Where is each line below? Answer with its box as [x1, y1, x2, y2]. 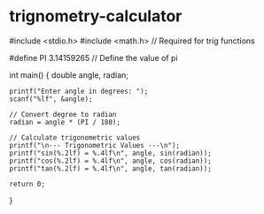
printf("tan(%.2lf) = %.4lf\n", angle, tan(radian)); [9, 164, 213, 173]
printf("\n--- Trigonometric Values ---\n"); [9, 141, 180, 149]
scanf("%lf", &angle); [9, 95, 93, 103]
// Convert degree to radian [9, 110, 117, 118]
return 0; [9, 180, 46, 188]
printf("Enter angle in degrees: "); [9, 87, 149, 96]
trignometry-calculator [9, 6, 182, 27]
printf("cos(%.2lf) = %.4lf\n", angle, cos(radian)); [9, 157, 213, 165]
